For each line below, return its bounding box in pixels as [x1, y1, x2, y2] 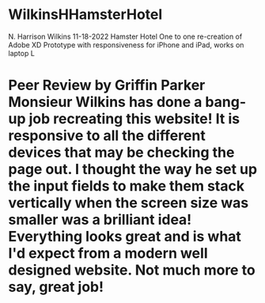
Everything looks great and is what [8, 228, 241, 246]
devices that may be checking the [8, 144, 235, 161]
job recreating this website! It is [28, 110, 240, 128]
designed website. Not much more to [8, 261, 256, 279]
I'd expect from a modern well [8, 244, 208, 263]
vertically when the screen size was [8, 194, 249, 212]
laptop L [8, 48, 36, 58]
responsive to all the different [8, 127, 206, 145]
